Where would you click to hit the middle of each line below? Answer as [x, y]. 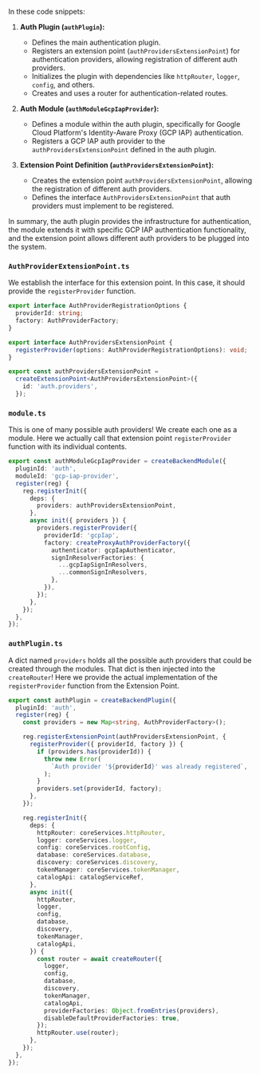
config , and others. [63, 85]
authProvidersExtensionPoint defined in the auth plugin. [124, 149]
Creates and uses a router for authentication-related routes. [130, 93]
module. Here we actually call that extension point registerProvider [120, 439]
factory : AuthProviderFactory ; [67, 321]
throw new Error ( [73, 759]
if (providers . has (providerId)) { [94, 751]
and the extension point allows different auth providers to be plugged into [129, 238]
